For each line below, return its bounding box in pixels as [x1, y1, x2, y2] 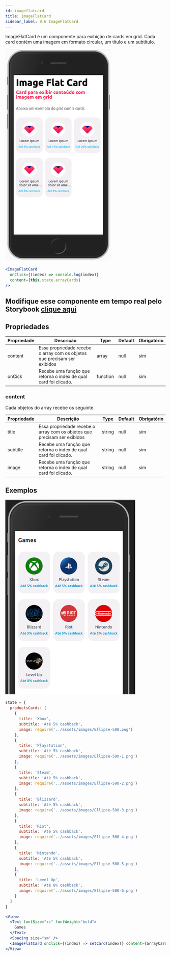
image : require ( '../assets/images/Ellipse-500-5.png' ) [18, 861, 138, 866]
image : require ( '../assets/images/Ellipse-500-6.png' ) [18, 888, 138, 893]
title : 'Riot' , [18, 824, 51, 829]
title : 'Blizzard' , [18, 797, 60, 802]
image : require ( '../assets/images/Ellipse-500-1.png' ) [18, 754, 138, 759]
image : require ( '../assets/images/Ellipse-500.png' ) [18, 727, 133, 732]
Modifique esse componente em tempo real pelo [5, 297, 162, 306]
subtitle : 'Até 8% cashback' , [18, 883, 83, 888]
